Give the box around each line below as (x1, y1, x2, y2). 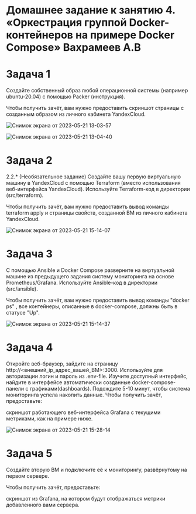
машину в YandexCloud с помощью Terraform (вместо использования (6, 180, 181, 187)
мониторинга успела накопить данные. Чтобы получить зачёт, (6, 391, 163, 398)
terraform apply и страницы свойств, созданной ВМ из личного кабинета (6, 209, 188, 216)
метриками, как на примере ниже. (6, 415, 93, 422)
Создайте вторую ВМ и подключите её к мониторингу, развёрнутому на (6, 466, 187, 473)
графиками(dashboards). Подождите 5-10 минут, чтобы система (29, 385, 190, 392)
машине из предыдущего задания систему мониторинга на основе (6, 273, 174, 280)
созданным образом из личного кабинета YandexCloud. (6, 111, 146, 118)
